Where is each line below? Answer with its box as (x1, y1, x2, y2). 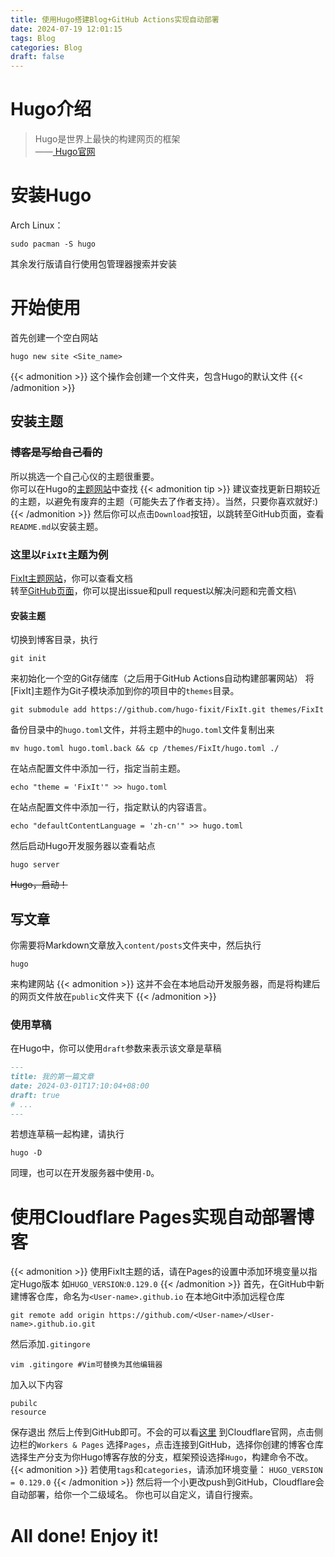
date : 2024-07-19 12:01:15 (10, 24, 123, 34)
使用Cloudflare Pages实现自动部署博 (10, 1206, 315, 1228)
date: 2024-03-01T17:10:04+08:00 (10, 1081, 150, 1091)
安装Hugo (10, 184, 92, 207)
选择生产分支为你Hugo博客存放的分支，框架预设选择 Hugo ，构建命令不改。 (10, 1451, 314, 1463)
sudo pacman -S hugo (10, 239, 97, 249)
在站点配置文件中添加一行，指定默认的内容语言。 (10, 801, 212, 813)
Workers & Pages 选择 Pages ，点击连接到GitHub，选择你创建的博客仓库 (36, 1439, 324, 1451)
